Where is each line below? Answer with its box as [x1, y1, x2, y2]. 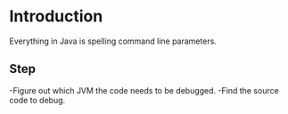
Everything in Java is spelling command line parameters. [9, 36, 217, 46]
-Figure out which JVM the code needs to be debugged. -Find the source [9, 85, 279, 95]
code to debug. [9, 94, 66, 105]
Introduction [9, 6, 103, 27]
